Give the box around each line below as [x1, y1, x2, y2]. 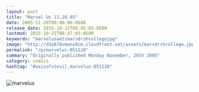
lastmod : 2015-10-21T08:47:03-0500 [6, 31, 94, 37]
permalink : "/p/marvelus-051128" [6, 47, 89, 53]
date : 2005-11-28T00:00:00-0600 [6, 19, 86, 25]
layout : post [6, 8, 38, 15]
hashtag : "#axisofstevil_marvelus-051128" [6, 63, 113, 70]
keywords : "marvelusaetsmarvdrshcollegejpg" [6, 36, 118, 42]
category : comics [6, 58, 49, 64]
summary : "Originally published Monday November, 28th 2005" [6, 52, 161, 58]
